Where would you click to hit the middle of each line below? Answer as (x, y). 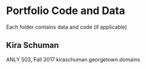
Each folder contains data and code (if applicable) (67, 27)
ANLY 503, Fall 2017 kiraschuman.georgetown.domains (73, 59)
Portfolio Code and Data (66, 11)
